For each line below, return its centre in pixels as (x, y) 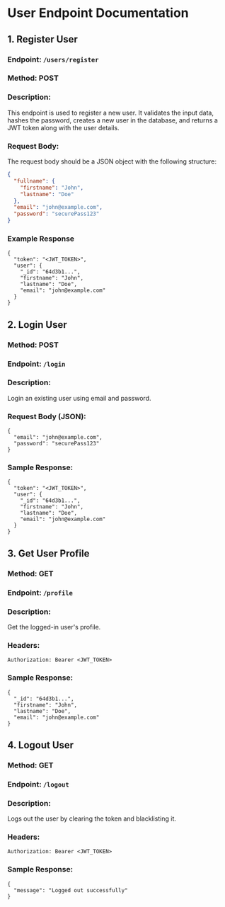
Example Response (41, 239)
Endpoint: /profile (40, 593)
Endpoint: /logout (38, 784)
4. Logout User (41, 745)
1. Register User (42, 39)
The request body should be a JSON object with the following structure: (112, 161)
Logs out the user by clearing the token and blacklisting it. (92, 818)
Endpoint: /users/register (53, 59)
